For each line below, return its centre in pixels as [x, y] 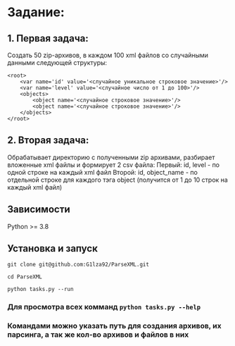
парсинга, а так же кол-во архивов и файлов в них [98, 335]
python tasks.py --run [40, 290]
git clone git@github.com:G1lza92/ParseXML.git [78, 265]
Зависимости [39, 210]
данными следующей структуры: [57, 63]
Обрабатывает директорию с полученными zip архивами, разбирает [111, 157]
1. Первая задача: [48, 38]
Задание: [36, 12]
